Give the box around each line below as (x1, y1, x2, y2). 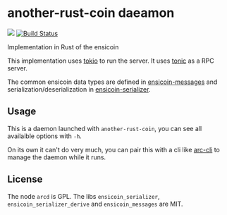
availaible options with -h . (7, 132, 82, 140)
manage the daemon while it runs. (7, 153, 106, 161)
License (7, 173, 43, 185)
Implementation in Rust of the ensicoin (7, 42, 119, 51)
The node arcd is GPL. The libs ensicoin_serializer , (7, 192, 160, 200)
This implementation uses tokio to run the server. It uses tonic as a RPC (7, 56, 214, 65)
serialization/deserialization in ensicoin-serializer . (7, 85, 151, 93)
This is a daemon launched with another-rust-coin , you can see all (7, 124, 202, 133)
